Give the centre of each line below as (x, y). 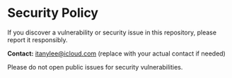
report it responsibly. (38, 39)
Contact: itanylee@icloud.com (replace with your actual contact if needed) (117, 53)
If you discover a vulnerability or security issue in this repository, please (112, 32)
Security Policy (53, 13)
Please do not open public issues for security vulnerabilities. (95, 67)
